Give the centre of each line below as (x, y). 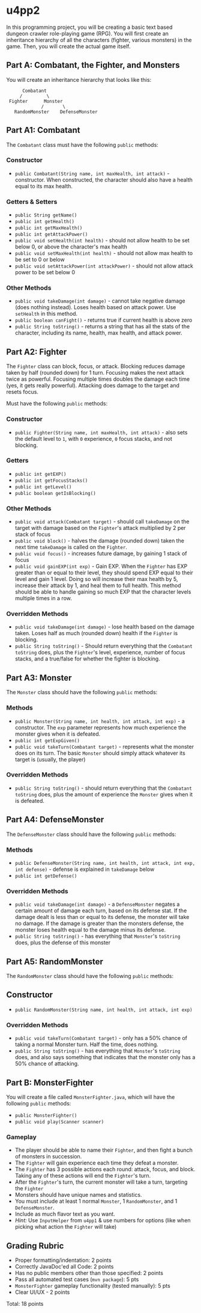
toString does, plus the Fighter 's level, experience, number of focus (100, 653)
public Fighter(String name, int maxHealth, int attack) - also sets (101, 432)
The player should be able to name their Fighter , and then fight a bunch (104, 1150)
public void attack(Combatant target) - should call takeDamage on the (102, 521)
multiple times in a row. (43, 598)
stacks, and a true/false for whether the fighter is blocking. (87, 659)
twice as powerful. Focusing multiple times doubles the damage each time (98, 379)
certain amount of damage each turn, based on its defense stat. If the (101, 911)
